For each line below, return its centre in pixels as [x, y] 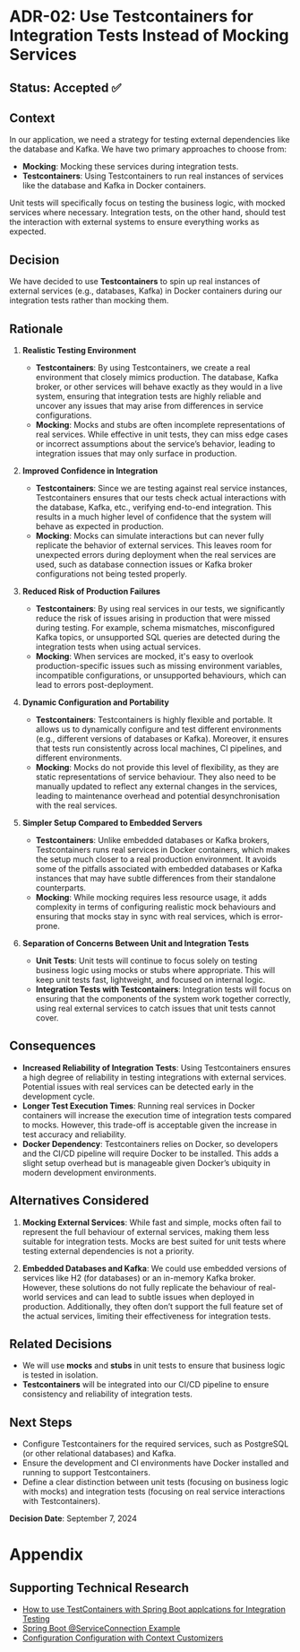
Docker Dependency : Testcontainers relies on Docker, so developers [150, 1143]
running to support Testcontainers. [86, 1473]
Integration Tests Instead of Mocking [149, 35]
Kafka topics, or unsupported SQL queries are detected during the [158, 638]
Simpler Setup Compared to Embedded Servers [112, 823]
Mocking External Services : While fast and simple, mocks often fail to [152, 1222]
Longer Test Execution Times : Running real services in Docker [138, 1106]
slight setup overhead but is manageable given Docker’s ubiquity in [146, 1162]
